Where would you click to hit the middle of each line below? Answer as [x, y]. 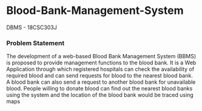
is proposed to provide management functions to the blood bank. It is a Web [101, 63]
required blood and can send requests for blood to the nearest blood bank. [99, 76]
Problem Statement [35, 43]
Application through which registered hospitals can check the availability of [100, 69]
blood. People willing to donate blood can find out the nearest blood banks [99, 89]
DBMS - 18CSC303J [32, 27]
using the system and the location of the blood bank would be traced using [100, 95]
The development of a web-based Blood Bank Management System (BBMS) [101, 56]
